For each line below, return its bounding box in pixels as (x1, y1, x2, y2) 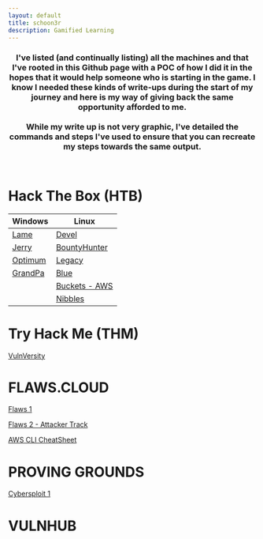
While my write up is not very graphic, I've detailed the (26, 122, 239, 133)
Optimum (12, 254, 46, 266)
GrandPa (12, 267, 45, 278)
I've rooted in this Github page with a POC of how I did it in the (11, 62, 254, 73)
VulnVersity (8, 351, 46, 360)
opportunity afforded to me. (77, 102, 187, 113)
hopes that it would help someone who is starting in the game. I (9, 72, 256, 83)
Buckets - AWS (56, 280, 113, 291)
